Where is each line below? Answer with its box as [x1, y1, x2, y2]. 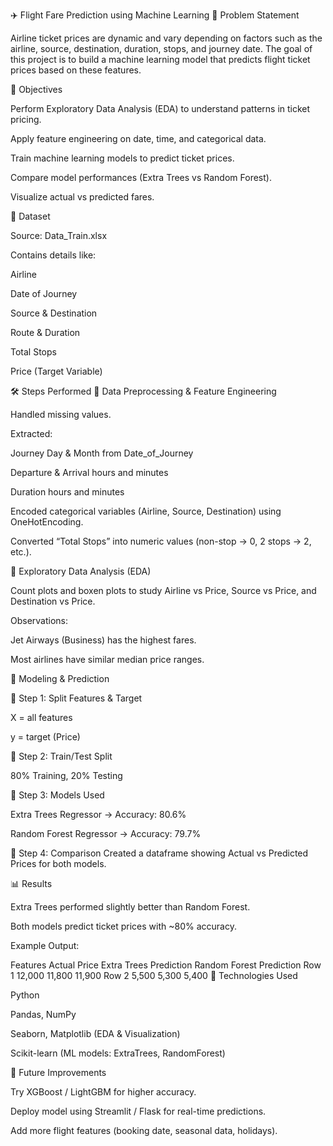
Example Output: [10, 940, 80, 951]
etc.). [10, 546, 32, 558]
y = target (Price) [10, 731, 81, 743]
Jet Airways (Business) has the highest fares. [10, 634, 197, 646]
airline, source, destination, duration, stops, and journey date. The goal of [10, 43, 313, 54]
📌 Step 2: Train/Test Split [10, 750, 113, 762]
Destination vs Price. [10, 595, 96, 607]
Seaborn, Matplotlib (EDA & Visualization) [10, 1028, 181, 1039]
